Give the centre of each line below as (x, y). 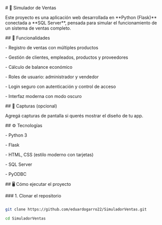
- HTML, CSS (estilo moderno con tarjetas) (49, 155)
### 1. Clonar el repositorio (33, 196)
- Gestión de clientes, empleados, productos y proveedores (67, 57)
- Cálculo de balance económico (39, 67)
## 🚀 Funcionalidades (28, 38)
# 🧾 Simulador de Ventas (31, 8)
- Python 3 (16, 135)
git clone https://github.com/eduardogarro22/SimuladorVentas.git (76, 209)
